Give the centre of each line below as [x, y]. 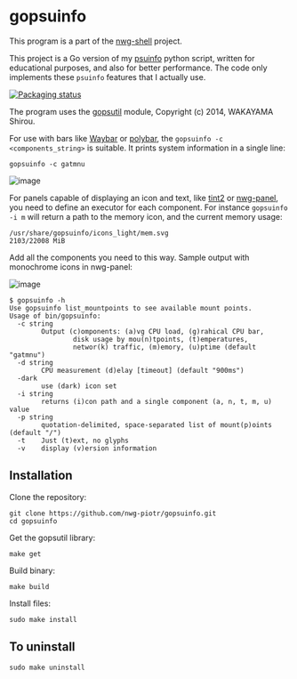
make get [25, 554]
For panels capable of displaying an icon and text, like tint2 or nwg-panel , [144, 198]
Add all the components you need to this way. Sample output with [129, 257]
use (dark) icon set [79, 386]
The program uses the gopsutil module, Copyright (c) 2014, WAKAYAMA [141, 111]
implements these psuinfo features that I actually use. [108, 77]
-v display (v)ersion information [87, 448]
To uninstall [42, 647]
